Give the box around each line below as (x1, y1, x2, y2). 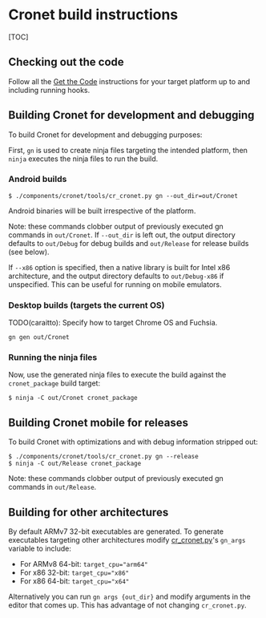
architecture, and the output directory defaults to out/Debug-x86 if (8, 271, 224, 281)
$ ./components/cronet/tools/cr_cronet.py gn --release (8, 453, 199, 461)
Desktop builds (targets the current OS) (8, 299, 165, 310)
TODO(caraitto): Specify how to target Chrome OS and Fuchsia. (8, 318, 218, 328)
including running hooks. (8, 85, 91, 95)
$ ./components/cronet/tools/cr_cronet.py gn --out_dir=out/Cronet (8, 192, 239, 200)
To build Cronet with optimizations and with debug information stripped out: (8, 437, 259, 446)
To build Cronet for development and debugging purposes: (8, 130, 203, 139)
